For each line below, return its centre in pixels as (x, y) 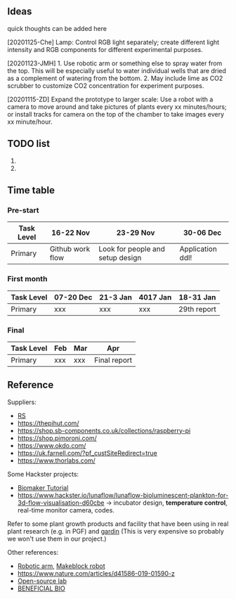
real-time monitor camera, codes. (66, 510)
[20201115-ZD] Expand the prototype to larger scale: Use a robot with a (110, 99)
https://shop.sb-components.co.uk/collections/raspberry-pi (104, 430)
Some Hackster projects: (43, 474)
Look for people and (131, 249)
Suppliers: (22, 402)
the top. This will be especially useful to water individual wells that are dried (117, 70)
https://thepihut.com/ (48, 423)
